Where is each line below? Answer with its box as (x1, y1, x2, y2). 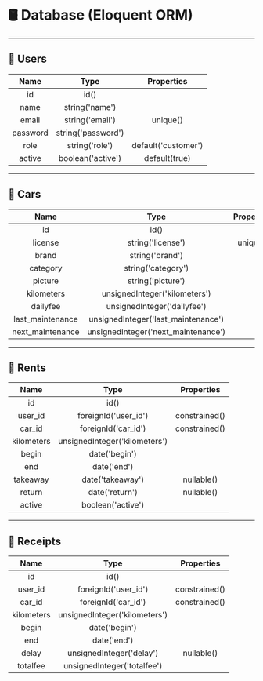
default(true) (143, 152, 191, 163)
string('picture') (128, 275, 186, 286)
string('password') (56, 127, 124, 138)
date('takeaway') (81, 474, 145, 485)
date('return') (88, 487, 139, 498)
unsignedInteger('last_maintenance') (88, 313, 225, 324)
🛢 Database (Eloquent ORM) (8, 6, 193, 24)
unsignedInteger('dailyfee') (106, 300, 207, 311)
